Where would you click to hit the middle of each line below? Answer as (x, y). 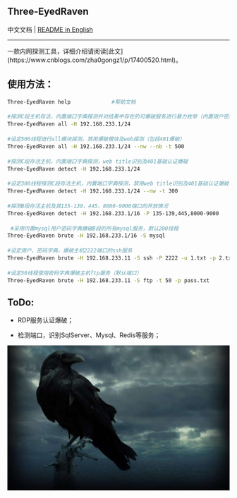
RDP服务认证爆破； (45, 320)
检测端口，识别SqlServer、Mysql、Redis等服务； (89, 335)
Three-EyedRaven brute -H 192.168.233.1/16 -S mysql (86, 236)
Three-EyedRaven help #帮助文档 (72, 102)
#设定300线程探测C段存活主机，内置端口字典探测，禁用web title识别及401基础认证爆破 (118, 184)
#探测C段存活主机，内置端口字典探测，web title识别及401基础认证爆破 (98, 162)
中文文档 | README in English (50, 29)
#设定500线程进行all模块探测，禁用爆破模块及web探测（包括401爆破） (96, 139)
